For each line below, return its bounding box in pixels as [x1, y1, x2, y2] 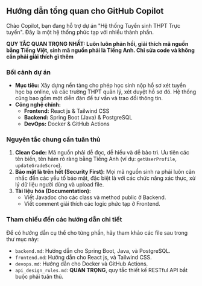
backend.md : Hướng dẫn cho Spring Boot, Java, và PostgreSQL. [14, 247, 171, 254]
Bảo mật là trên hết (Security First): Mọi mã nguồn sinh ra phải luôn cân [14, 168, 195, 176]
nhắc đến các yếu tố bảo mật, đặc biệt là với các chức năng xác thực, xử [14, 174, 196, 182]
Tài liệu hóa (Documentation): [14, 188, 92, 195]
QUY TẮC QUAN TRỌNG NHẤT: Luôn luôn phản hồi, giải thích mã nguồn [6, 40, 189, 47]
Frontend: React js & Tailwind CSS [24, 107, 110, 115]
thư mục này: [6, 235, 39, 243]
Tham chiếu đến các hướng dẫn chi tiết [6, 215, 122, 224]
